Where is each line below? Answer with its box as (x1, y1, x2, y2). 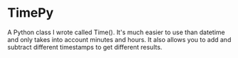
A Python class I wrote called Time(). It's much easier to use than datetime (7, 28, 225, 36)
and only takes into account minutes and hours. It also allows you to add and (7, 35, 232, 43)
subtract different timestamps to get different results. (7, 43, 163, 51)
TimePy (7, 5, 54, 21)
